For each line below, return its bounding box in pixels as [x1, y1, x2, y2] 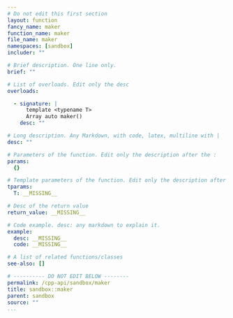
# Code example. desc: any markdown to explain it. [7, 222, 160, 229]
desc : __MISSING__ [13, 235, 68, 242]
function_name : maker [7, 29, 70, 37]
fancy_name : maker [7, 23, 61, 30]
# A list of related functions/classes [7, 254, 123, 261]
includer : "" [7, 50, 45, 57]
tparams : [7, 183, 33, 191]
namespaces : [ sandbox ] [7, 43, 73, 50]
